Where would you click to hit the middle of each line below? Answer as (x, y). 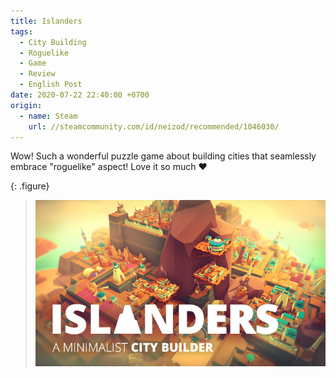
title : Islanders (46, 21)
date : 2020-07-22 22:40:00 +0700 (80, 95)
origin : (26, 105)
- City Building (53, 42)
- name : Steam (48, 116)
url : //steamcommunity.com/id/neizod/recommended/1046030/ (154, 126)
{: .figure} (30, 186)
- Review (37, 74)
